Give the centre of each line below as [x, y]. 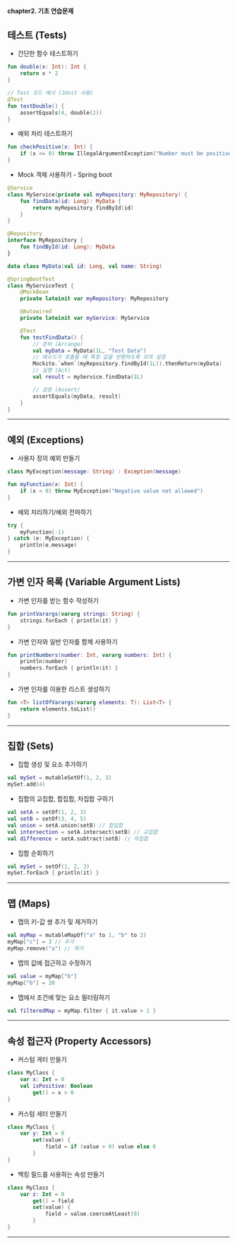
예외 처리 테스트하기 [45, 134]
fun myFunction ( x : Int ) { [45, 485]
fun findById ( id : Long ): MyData [67, 247]
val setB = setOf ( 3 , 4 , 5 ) [47, 819]
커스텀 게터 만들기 [42, 1060]
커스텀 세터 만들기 [42, 1113]
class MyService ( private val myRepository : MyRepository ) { [98, 195]
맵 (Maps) [29, 903]
